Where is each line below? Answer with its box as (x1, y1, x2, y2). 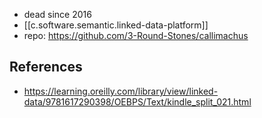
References (9, 59, 83, 76)
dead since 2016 (23, 9, 92, 20)
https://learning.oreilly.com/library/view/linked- (23, 85, 219, 97)
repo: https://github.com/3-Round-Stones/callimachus (23, 30, 249, 41)
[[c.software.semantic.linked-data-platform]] (23, 19, 209, 31)
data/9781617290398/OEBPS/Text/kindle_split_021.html (23, 95, 252, 108)
